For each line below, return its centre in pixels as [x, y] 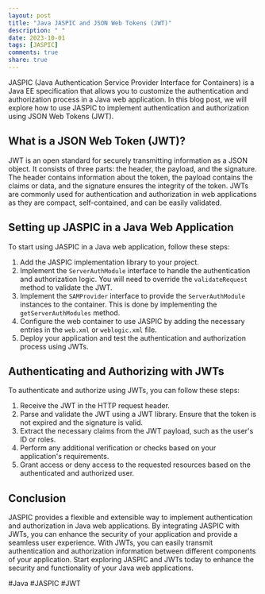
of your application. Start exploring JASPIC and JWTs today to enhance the [131, 560]
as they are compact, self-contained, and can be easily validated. [115, 202]
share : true [28, 60]
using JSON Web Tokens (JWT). [61, 116]
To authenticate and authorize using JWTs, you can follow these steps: [124, 391]
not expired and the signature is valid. [81, 422]
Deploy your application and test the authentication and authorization [132, 337]
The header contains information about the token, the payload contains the [131, 177]
